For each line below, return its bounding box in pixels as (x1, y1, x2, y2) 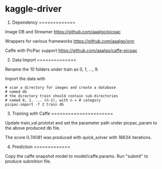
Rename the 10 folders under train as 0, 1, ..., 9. (5, 66, 99, 72)
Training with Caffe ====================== (12, 110, 113, 116)
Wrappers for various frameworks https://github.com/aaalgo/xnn (5, 38, 134, 44)
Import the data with (5, 76, 46, 81)
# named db (5, 89, 27, 94)
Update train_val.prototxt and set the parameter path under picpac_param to (5, 120, 158, 125)
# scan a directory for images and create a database (5, 85, 116, 90)
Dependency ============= (12, 19, 76, 25)
